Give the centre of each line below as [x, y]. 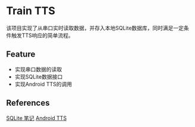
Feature [21, 54]
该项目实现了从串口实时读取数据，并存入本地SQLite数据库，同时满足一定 [95, 28]
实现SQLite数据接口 [39, 76]
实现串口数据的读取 [38, 69]
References [28, 103]
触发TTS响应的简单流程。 [43, 35]
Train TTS [31, 11]
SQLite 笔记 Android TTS [37, 118]
